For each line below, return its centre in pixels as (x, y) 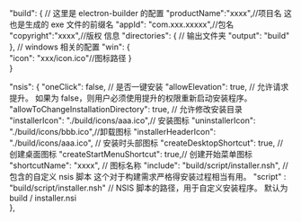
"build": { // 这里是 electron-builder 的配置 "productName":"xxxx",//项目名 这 (150, 13)
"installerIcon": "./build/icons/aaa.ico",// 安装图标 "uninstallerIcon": (133, 120)
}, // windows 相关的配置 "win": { (70, 47)
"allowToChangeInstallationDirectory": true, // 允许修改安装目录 (126, 109)
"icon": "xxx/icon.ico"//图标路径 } (71, 58)
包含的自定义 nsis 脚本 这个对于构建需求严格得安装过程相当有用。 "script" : (148, 177)
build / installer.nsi (43, 198)
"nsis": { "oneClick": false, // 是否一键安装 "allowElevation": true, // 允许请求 (149, 87)
